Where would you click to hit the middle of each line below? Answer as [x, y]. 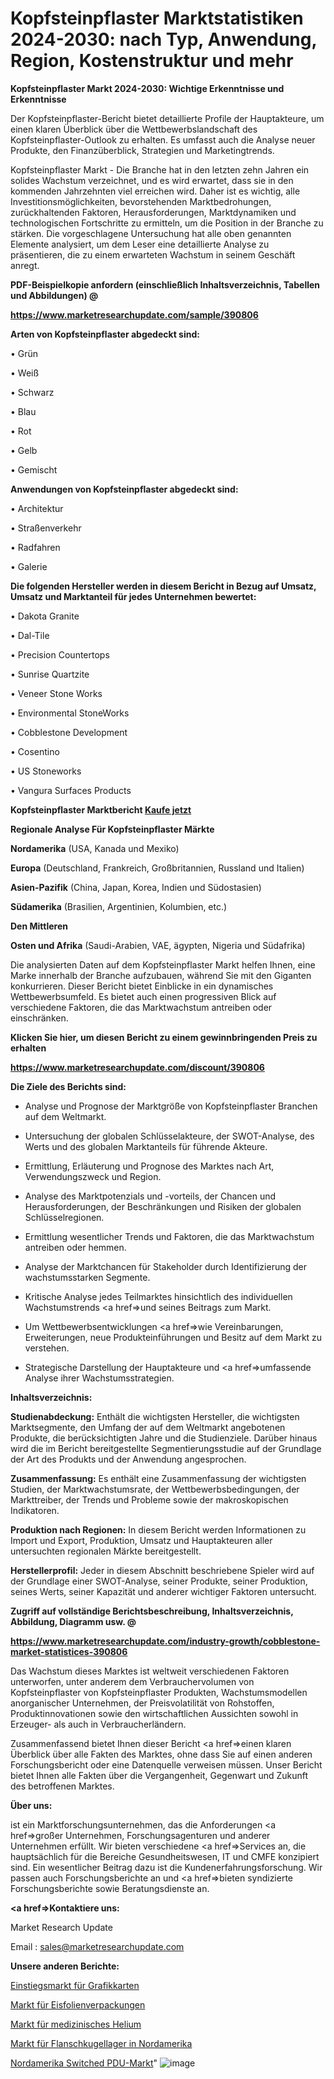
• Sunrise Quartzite [50, 674]
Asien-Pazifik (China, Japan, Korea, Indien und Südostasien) [136, 887]
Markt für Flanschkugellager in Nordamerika [101, 2043]
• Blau [23, 411]
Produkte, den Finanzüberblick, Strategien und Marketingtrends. [142, 150]
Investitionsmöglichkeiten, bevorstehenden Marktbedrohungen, [141, 201]
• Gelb [24, 450]
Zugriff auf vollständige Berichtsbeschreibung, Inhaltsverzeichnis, [152, 1611]
